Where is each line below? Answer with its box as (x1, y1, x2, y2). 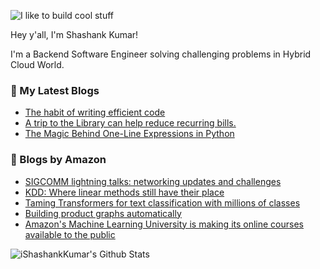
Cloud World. (10, 59, 65, 70)
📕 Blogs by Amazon (10, 153, 107, 167)
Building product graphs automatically (24, 207, 182, 219)
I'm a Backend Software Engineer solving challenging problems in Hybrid (10, 48, 312, 60)
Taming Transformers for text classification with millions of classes (24, 196, 301, 209)
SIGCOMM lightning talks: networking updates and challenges (24, 175, 282, 187)
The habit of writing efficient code (24, 106, 166, 119)
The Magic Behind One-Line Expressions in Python (24, 128, 235, 140)
